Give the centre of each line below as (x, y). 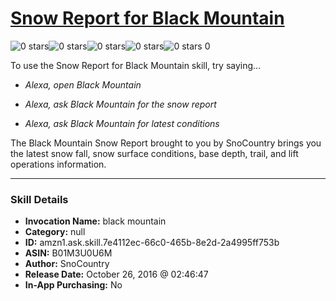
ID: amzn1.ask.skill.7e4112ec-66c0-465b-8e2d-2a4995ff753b (152, 243)
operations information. (58, 164)
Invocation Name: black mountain (95, 221)
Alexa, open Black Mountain (83, 84)
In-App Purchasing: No (73, 285)
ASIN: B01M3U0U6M (68, 253)
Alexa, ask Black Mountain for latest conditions (122, 123)
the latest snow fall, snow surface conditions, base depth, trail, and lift (154, 153)
